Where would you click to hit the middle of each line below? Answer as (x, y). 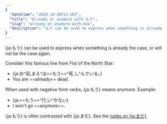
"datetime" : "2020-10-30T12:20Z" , (45, 14)
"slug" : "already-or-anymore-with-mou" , (52, 24)
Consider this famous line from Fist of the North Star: (60, 63)
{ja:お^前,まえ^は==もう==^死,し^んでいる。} (57, 73)
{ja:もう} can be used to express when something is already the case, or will (83, 48)
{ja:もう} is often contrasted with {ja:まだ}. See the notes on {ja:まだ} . (77, 116)
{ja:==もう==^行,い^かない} (40, 100)
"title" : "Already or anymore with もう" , (54, 19)
